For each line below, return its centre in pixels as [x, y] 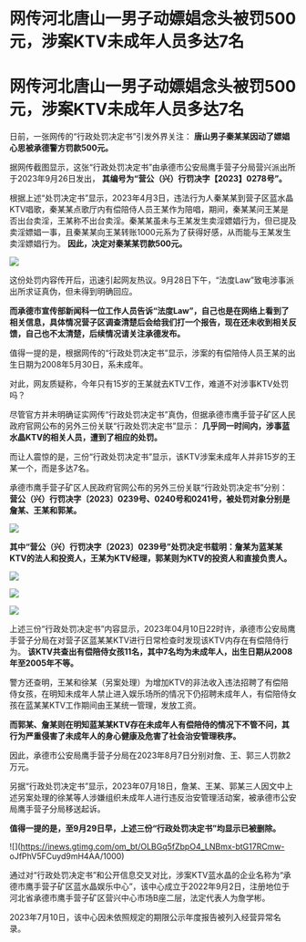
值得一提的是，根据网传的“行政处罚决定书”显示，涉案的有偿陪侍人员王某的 [149, 353]
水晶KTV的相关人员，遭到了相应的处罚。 [86, 438]
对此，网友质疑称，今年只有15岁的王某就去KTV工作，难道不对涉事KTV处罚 [149, 384]
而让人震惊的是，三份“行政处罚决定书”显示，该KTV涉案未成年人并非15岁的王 [153, 457]
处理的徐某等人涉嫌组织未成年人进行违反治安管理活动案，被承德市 [157, 798]
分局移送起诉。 [77, 809]
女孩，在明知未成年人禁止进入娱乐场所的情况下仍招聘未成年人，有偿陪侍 [153, 694]
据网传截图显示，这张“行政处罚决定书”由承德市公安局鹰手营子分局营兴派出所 [153, 167]
